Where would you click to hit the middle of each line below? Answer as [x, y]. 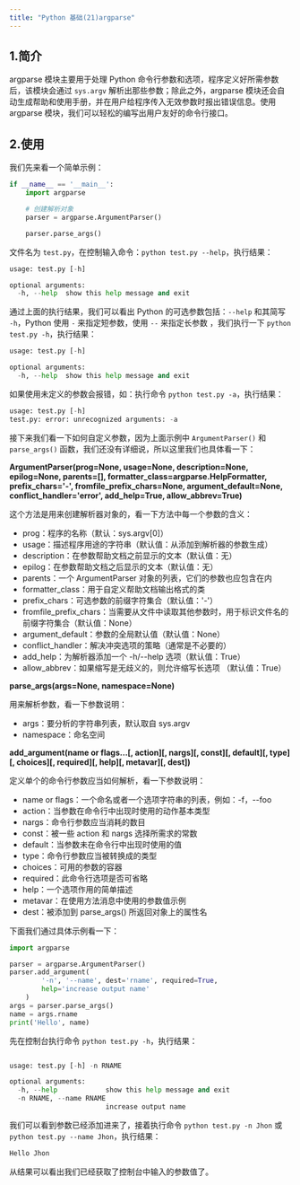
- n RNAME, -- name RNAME [61, 1099]
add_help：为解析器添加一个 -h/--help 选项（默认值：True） [133, 656]
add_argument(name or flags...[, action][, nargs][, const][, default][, [139, 752]
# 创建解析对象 [50, 209]
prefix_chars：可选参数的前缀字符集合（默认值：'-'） [120, 600]
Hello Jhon [30, 1153]
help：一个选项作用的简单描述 [77, 889]
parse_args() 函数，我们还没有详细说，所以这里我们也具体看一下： [133, 449]
